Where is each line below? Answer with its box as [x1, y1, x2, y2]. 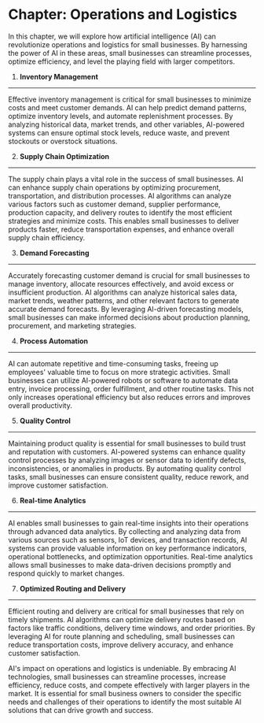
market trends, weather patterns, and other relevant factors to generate [8, 295, 240, 305]
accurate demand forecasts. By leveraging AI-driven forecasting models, [8, 304, 244, 313]
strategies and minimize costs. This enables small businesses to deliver [8, 216, 240, 225]
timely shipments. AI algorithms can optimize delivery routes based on [8, 614, 236, 624]
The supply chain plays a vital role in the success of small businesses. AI [8, 174, 244, 184]
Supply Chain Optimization [19, 151, 110, 161]
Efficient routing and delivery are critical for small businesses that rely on [8, 606, 245, 616]
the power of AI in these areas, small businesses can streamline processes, [8, 48, 252, 57]
